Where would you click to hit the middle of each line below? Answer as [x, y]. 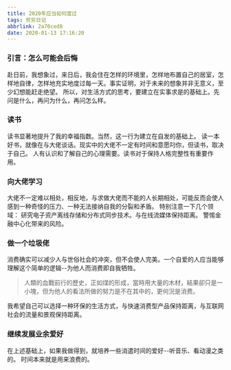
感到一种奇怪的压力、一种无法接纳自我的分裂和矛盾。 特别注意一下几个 [107, 207]
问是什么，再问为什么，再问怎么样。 [58, 100]
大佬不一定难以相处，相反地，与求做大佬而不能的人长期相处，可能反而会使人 [115, 198]
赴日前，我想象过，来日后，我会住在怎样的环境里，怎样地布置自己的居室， [112, 74]
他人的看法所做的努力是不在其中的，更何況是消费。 [126, 291]
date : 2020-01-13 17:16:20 [46, 33]
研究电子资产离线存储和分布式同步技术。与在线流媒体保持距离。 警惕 [118, 215]
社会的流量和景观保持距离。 [46, 315]
